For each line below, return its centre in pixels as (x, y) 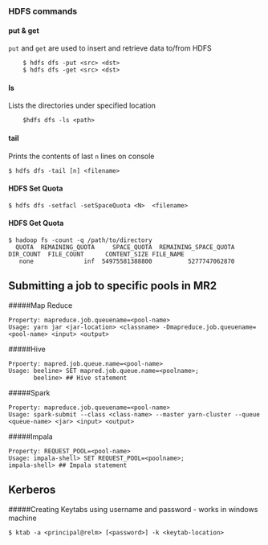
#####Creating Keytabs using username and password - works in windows (133, 509)
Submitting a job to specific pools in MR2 (113, 286)
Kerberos (32, 490)
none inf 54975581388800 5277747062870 (127, 261)
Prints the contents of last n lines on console (81, 156)
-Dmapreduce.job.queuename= (209, 327)
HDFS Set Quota (36, 188)
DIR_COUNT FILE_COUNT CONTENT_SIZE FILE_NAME (96, 254)
